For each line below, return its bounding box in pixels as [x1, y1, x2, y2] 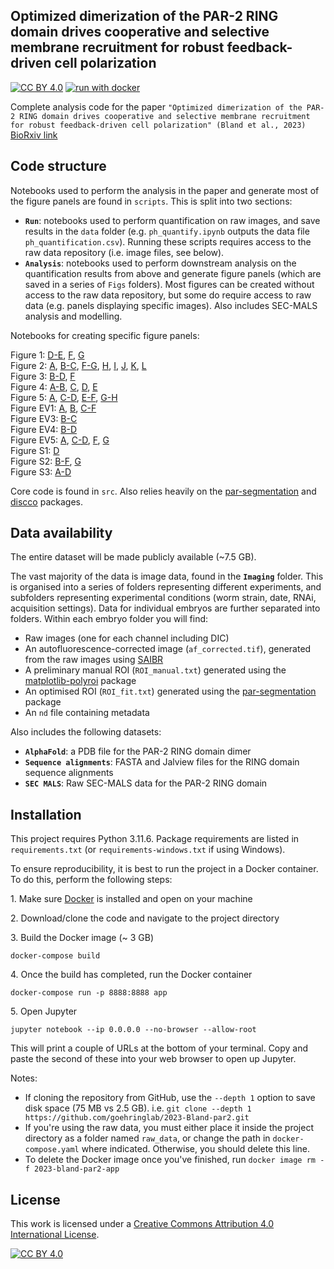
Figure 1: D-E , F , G [10, 349, 85, 361]
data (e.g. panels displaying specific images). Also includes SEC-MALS [24, 299, 318, 311]
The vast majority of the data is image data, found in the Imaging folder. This [10, 570, 324, 583]
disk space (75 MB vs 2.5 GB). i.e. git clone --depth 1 [24, 1102, 252, 1114]
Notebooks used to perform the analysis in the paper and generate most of [10, 184, 320, 196]
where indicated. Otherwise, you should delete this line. [81, 1143, 311, 1155]
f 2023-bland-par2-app [24, 1164, 120, 1174]
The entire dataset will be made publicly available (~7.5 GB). [10, 551, 257, 563]
